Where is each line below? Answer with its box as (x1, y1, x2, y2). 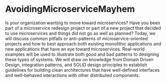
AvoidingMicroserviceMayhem (5, 3, 135, 15)
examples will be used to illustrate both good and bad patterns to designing (5, 51, 160, 57)
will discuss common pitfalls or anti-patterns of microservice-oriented (5, 36, 148, 41)
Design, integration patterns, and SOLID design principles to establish (5, 62, 148, 68)
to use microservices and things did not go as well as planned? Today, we (5, 30, 156, 36)
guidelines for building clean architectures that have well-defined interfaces (5, 67, 160, 73)
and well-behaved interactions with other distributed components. (5, 72, 140, 78)
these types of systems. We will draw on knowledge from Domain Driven (5, 56, 154, 62)
